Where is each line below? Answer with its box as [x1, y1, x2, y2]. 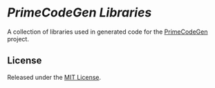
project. [7, 34, 30, 43]
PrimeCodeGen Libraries [7, 5, 152, 21]
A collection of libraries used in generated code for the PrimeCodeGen [7, 27, 208, 36]
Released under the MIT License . [7, 73, 102, 81]
